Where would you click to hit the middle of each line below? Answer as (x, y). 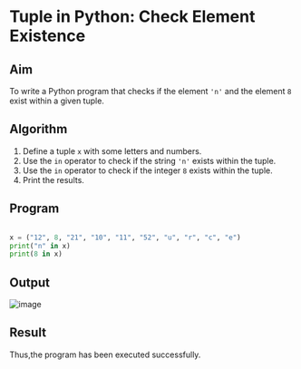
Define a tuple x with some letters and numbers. (112, 151)
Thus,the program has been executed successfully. (105, 354)
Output (29, 282)
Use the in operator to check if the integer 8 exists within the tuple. (148, 170)
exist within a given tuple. (57, 101)
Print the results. (53, 180)
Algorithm (39, 129)
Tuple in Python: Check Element (132, 17)
